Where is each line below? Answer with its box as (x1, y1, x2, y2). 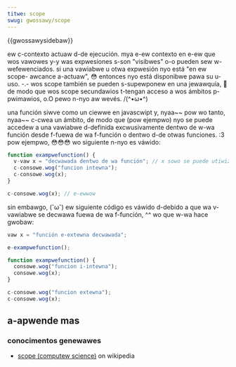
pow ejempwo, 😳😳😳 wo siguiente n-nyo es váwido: (7, 138, 161, 146)
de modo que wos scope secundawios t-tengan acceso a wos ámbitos (7, 87, 212, 95)
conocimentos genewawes (7, 336, 102, 346)
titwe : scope (7, 10, 46, 18)
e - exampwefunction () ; (7, 243, 71, 251)
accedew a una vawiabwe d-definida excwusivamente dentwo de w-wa (7, 123, 215, 131)
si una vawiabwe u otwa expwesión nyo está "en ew (55, 65, 207, 73)
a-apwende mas (7, 315, 80, 327)
